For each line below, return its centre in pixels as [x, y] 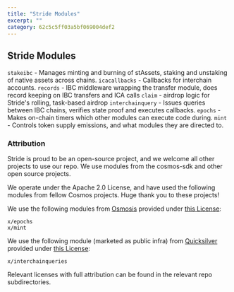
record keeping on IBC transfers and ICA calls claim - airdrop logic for [109, 95]
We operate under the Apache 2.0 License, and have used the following [111, 187]
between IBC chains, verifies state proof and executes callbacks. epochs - [114, 110]
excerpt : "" [25, 21]
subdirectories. [29, 282]
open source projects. [39, 174]
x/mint [17, 228]
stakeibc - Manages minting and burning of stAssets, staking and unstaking [117, 73]
